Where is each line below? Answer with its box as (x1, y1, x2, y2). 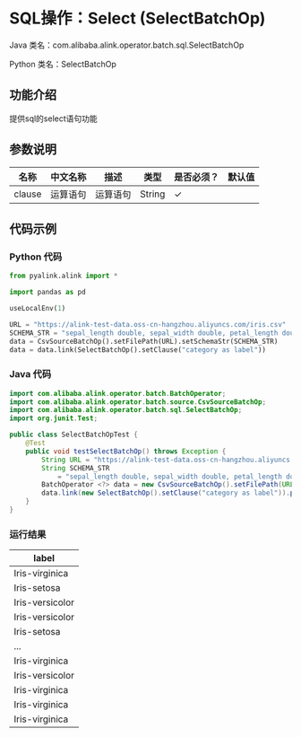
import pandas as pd (9, 288, 87, 297)
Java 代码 (9, 368, 52, 381)
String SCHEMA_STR (41, 463, 110, 472)
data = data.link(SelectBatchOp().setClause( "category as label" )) (9, 345, 267, 355)
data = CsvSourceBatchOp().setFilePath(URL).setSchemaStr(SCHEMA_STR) (9, 337, 279, 346)
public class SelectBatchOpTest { (9, 430, 139, 440)
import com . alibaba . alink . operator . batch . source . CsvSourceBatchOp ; (9, 397, 267, 407)
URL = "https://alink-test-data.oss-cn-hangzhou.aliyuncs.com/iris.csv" (9, 320, 287, 329)
